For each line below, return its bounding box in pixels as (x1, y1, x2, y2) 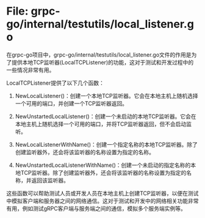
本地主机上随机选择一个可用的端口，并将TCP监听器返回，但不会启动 (15, 120, 187, 127)
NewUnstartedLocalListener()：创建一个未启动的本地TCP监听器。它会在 (15, 113, 196, 120)
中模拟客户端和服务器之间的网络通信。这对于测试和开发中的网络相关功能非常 (6, 197, 199, 205)
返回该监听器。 (31, 177, 69, 184)
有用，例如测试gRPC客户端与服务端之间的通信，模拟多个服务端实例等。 (6, 205, 186, 212)
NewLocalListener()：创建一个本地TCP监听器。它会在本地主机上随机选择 (15, 92, 198, 99)
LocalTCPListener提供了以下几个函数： (6, 79, 105, 86)
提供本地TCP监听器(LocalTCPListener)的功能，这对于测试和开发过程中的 (11, 58, 194, 66)
